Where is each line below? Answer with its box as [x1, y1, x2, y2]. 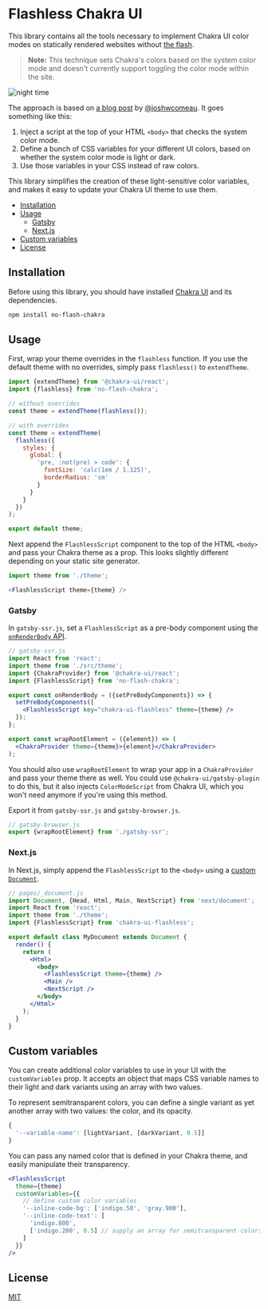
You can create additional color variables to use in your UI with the [8, 1066, 227, 1075]
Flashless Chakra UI [8, 5, 143, 23]
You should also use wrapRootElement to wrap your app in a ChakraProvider [8, 764, 254, 774]
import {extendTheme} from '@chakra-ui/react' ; [8, 378, 170, 386]
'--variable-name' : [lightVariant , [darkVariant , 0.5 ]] [15, 1130, 205, 1137]
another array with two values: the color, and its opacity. [8, 1106, 193, 1116]
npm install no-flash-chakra [8, 310, 105, 319]
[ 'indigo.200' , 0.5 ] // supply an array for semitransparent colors [29, 1226, 262, 1235]
